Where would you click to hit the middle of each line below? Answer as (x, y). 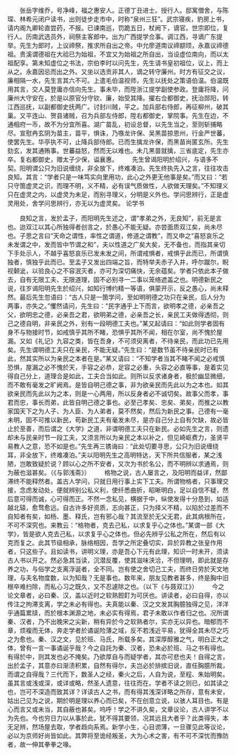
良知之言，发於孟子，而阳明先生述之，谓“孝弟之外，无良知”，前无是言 (121, 218)
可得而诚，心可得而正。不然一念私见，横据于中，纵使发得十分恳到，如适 (124, 499)
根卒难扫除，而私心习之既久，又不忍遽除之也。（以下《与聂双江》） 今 (113, 587)
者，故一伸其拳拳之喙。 (41, 744)
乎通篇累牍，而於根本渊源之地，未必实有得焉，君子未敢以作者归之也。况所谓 (118, 613)
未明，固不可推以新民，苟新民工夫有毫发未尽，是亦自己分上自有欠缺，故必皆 (118, 420)
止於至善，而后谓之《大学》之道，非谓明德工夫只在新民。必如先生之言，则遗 (118, 429)
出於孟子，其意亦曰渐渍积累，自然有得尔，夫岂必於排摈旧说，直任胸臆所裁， (118, 666)
